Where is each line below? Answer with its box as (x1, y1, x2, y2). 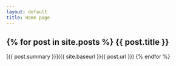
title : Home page (6, 15, 50, 21)
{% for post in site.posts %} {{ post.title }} (6, 37, 169, 47)
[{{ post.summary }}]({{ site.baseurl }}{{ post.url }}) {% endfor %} (6, 53, 171, 61)
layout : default (6, 8, 47, 15)
